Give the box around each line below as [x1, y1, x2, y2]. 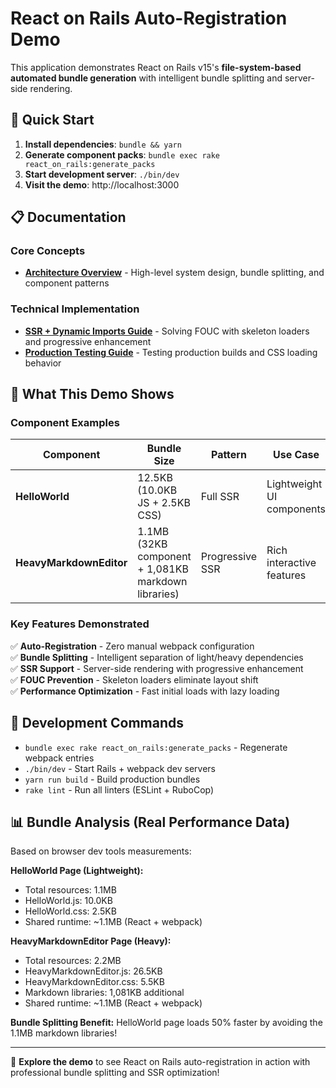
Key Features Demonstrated [10, 617, 150, 631]
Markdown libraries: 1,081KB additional [24, 987, 185, 999]
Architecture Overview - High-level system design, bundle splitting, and [24, 267, 325, 279]
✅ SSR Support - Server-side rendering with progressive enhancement [10, 662, 304, 674]
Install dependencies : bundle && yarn [24, 138, 182, 150]
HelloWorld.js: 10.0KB [24, 895, 113, 907]
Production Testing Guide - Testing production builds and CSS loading [24, 346, 318, 358]
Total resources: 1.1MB [24, 884, 117, 896]
